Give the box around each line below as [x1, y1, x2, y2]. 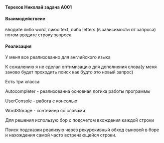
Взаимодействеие [5, 15, 46, 21]
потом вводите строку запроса [5, 32, 72, 38]
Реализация [5, 43, 32, 49]
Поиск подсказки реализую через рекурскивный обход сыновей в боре [5, 127, 160, 133]
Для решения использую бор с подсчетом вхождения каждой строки [5, 117, 155, 123]
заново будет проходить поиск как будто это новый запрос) [5, 69, 134, 75]
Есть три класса [5, 79, 40, 85]
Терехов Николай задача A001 [5, 4, 72, 10]
